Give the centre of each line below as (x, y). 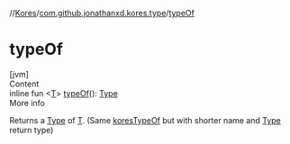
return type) (32, 130)
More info (27, 103)
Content (24, 84)
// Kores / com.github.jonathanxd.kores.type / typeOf (102, 13)
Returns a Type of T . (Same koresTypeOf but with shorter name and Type (145, 120)
